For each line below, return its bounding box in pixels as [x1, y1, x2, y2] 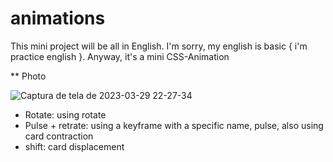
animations [10, 7, 106, 30]
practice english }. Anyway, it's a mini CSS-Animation [10, 50, 230, 62]
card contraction [24, 130, 94, 142]
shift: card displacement [24, 140, 125, 152]
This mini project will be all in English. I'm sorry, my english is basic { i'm [10, 40, 308, 52]
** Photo [10, 70, 47, 82]
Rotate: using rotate [24, 108, 107, 121]
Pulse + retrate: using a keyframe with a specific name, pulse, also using [24, 119, 324, 131]
